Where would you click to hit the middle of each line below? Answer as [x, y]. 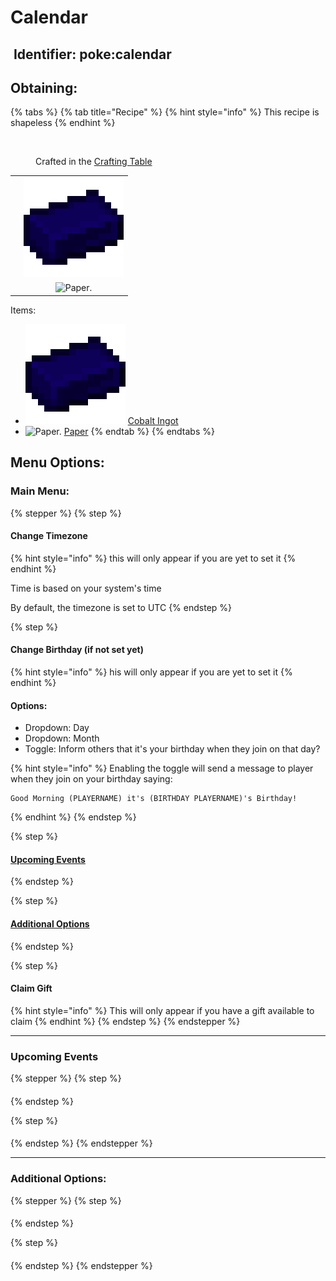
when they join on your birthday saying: [91, 779]
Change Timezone [49, 536]
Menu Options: [57, 462]
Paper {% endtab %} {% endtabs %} [139, 431]
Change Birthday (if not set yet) [77, 650]
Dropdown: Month [62, 738]
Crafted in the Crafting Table [94, 162]
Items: [23, 310]
